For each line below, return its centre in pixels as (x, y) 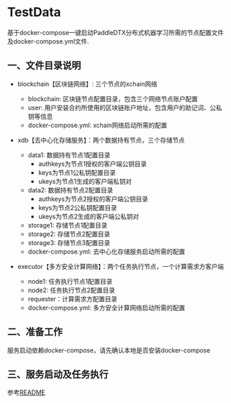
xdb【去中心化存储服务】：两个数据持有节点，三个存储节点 (101, 140)
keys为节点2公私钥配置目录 (78, 207)
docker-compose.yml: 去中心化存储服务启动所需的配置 (106, 251)
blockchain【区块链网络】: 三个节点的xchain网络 (87, 84)
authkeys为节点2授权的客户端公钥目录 (93, 199)
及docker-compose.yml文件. (48, 41)
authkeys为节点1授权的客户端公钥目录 (92, 164)
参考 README (26, 392)
